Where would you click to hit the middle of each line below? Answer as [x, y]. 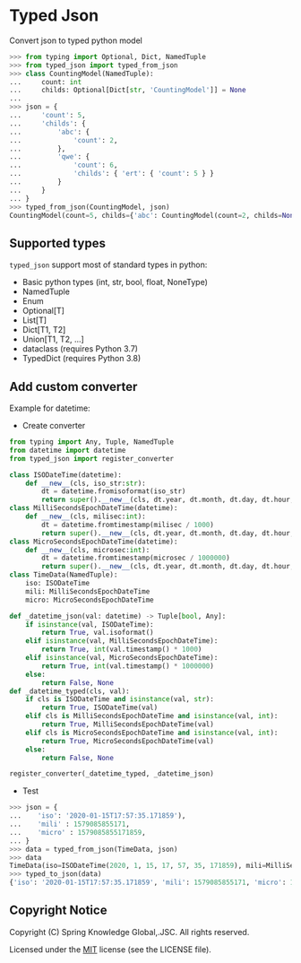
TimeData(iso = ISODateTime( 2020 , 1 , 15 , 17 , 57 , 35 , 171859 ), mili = [138, 866]
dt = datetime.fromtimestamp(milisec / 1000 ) [128, 525]
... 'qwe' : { [50, 157]
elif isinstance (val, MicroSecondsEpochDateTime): [122, 658]
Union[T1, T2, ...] [53, 339]
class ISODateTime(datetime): [66, 475]
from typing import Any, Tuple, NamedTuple [92, 442]
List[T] [34, 320]
